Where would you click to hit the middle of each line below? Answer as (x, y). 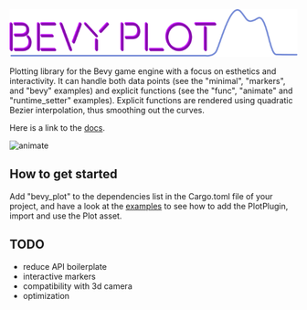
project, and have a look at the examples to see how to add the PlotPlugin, (149, 206)
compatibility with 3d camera (77, 286)
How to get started (64, 174)
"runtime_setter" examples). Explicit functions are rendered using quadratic (151, 100)
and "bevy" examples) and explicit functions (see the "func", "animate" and (151, 91)
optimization (46, 295)
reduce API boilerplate (65, 266)
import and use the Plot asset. (66, 216)
